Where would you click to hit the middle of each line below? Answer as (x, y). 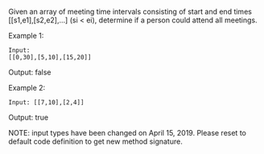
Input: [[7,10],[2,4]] (46, 103)
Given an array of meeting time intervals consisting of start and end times (130, 12)
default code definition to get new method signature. (95, 141)
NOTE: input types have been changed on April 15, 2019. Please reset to (128, 133)
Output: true (29, 117)
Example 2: (27, 88)
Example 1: (26, 36)
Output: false (30, 72)
